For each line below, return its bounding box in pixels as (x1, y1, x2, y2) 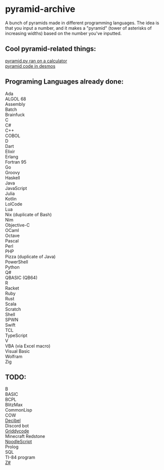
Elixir (5, 148, 15, 154)
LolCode (5, 201, 23, 207)
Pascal (5, 237, 19, 243)
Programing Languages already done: (5, 78, 124, 86)
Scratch (5, 306, 21, 312)
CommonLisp (5, 407, 33, 413)
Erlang (5, 153, 19, 159)
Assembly (5, 101, 26, 107)
